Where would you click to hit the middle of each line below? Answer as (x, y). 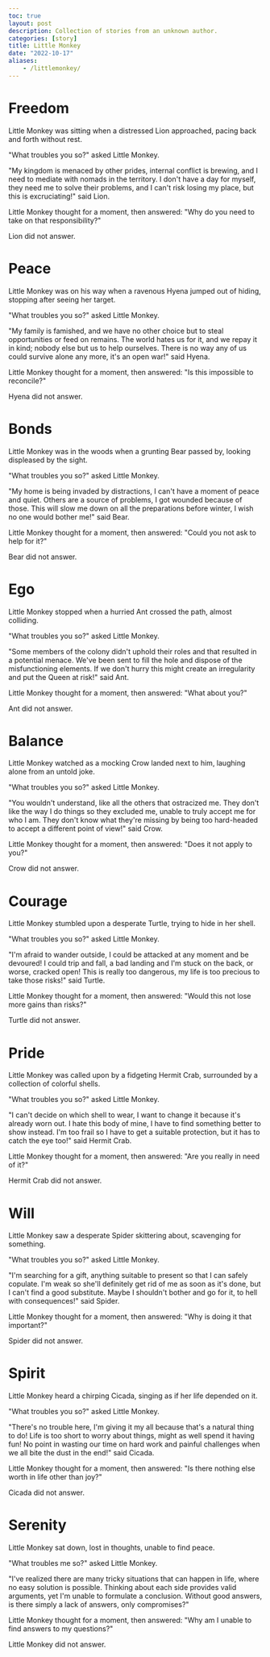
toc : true (25, 16)
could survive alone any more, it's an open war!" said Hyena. (109, 357)
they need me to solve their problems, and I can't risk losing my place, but (131, 187)
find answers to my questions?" (61, 1629)
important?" (28, 1325)
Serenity (37, 1525)
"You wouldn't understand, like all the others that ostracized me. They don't (134, 803)
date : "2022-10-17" (41, 53)
